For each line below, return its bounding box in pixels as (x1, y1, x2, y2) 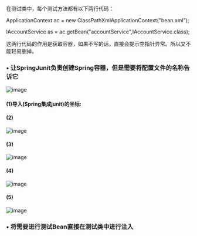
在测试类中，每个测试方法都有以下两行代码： (6, 5, 114, 12)
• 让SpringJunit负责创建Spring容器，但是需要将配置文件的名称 (6, 63, 184, 72)
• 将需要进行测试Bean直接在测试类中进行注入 (6, 222, 134, 231)
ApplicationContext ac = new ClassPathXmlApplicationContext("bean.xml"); (6, 17, 189, 23)
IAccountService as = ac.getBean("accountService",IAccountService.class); (6, 28, 190, 35)
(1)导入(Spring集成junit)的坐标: (6, 100, 82, 107)
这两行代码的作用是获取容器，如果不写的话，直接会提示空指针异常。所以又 (6, 41, 186, 47)
